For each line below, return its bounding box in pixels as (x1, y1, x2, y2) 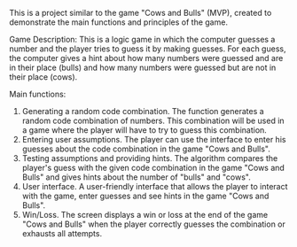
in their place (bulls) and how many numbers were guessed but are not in (9, 62, 277, 73)
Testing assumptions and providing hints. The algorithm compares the (21, 153, 278, 163)
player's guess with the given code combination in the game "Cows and (21, 163, 285, 173)
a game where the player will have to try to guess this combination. (21, 125, 268, 135)
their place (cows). (9, 72, 78, 82)
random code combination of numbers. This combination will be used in (21, 115, 285, 126)
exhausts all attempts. (21, 228, 103, 238)
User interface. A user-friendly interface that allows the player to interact (21, 181, 288, 191)
